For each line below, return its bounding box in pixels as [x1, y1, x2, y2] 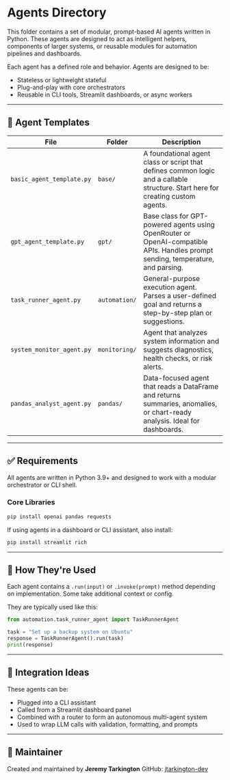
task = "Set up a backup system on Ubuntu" [7, 629, 133, 635]
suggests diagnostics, [143, 345, 214, 354]
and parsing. [143, 263, 183, 272]
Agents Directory [7, 5, 107, 21]
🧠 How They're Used [7, 564, 97, 576]
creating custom [143, 191, 196, 201]
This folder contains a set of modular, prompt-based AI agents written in [7, 27, 211, 36]
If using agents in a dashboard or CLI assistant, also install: [7, 526, 173, 534]
